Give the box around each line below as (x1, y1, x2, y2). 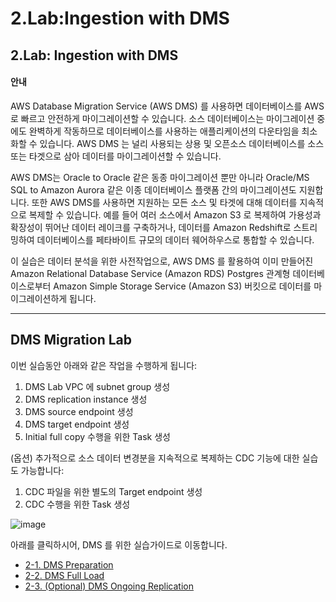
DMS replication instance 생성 (24, 393, 148, 405)
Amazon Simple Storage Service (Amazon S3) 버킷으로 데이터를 (53, 280, 312, 292)
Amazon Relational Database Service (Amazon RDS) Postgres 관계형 (10, 267, 291, 279)
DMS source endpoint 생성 (24, 405, 134, 417)
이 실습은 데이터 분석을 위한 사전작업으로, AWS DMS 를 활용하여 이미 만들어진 (10, 255, 314, 267)
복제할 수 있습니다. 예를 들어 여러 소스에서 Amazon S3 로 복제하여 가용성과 (28, 208, 322, 221)
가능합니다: (20, 464, 65, 476)
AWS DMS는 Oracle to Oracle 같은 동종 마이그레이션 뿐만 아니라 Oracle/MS (10, 171, 310, 183)
